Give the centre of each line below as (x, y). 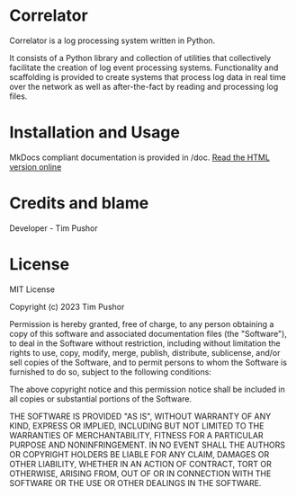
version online (36, 166)
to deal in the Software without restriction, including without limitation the (145, 343)
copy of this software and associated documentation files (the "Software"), (148, 333)
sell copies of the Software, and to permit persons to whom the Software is (148, 362)
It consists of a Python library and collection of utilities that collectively (140, 58)
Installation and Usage (94, 133)
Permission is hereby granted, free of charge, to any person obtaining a (142, 323)
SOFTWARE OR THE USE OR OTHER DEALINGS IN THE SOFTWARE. (135, 483)
